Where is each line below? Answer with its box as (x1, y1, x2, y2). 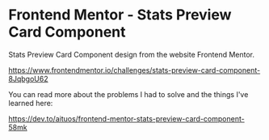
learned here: (8, 98, 53, 108)
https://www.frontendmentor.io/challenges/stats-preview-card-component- (8, 65, 261, 74)
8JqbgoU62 (8, 74, 48, 83)
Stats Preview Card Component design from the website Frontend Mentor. (8, 49, 255, 59)
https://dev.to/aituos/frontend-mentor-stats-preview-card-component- (8, 113, 245, 123)
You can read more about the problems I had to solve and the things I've (8, 89, 249, 99)
